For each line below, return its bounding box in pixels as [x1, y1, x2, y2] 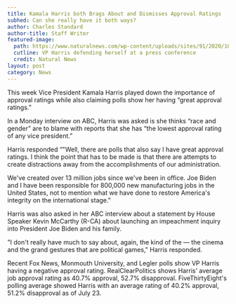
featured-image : [7, 36, 55, 43]
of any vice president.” [7, 131, 73, 140]
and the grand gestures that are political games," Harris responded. [7, 245, 202, 254]
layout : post [7, 62, 46, 69]
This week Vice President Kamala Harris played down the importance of [7, 88, 216, 97]
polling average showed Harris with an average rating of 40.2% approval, [7, 281, 220, 289]
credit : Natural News [13, 56, 77, 63]
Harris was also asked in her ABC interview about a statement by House [7, 209, 216, 218]
